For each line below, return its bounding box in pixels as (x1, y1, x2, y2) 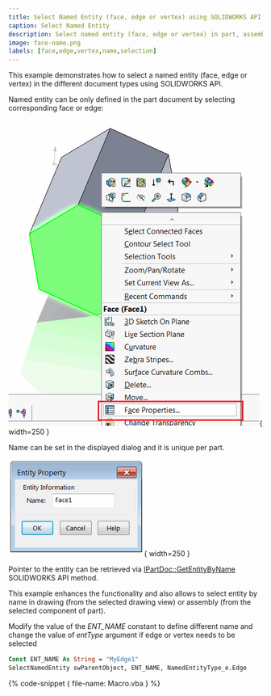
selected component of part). (8, 606, 106, 616)
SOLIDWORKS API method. (8, 573, 98, 583)
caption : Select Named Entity (8, 21, 110, 30)
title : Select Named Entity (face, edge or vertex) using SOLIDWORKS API (8, 13, 262, 21)
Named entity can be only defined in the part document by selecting (8, 95, 236, 104)
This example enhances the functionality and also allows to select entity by (8, 588, 258, 598)
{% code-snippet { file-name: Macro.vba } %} (8, 678, 161, 688)
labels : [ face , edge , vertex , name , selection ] (8, 47, 157, 56)
